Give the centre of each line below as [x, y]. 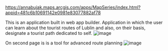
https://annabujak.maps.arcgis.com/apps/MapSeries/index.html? [73, 7]
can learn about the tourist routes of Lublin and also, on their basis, [75, 28]
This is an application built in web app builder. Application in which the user [84, 22]
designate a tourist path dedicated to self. [49, 33]
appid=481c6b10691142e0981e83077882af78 [53, 13]
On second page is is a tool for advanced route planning [64, 43]
